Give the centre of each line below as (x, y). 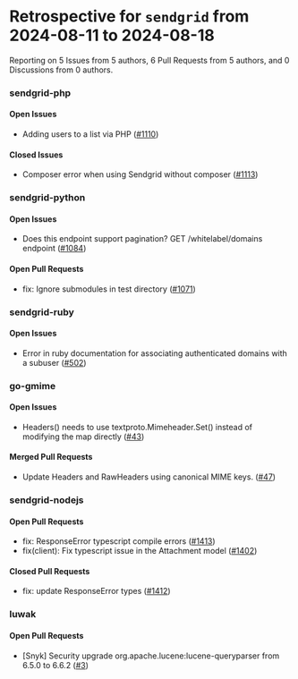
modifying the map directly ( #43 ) (83, 437)
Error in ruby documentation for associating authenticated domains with (155, 353)
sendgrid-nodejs (47, 500)
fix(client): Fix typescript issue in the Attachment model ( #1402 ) (140, 551)
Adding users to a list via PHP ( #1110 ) (90, 134)
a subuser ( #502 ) (54, 362)
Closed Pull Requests (50, 571)
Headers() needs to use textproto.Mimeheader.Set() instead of (137, 427)
